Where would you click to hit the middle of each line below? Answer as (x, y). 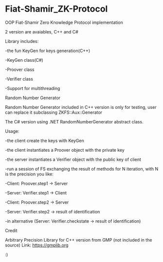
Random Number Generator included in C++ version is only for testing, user (81, 107)
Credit (11, 230)
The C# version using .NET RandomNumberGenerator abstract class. (74, 122)
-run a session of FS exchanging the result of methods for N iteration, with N (82, 169)
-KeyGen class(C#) (24, 60)
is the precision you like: (29, 174)
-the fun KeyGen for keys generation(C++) (48, 51)
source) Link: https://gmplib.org (37, 245)
